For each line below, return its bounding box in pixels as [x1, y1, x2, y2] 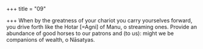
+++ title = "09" [6, 5, 46, 12]
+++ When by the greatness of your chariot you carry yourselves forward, [6, 17, 193, 24]
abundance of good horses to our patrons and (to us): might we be [6, 30, 174, 37]
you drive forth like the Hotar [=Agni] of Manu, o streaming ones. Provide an [6, 24, 197, 30]
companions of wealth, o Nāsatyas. [6, 36, 96, 43]
